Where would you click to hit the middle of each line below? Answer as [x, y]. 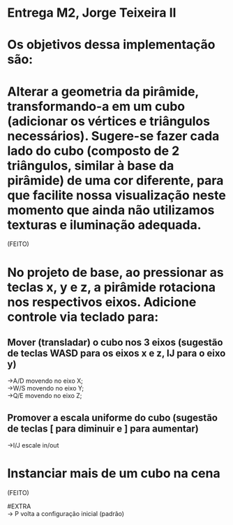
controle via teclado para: [83, 317]
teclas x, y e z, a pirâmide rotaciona [112, 287]
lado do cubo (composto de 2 [93, 151]
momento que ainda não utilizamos [111, 210]
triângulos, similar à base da [91, 166]
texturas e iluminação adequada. [104, 225]
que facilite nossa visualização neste [117, 195]
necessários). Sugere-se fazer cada [113, 136]
